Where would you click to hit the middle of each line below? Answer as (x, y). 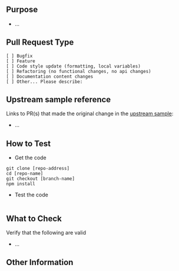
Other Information (40, 262)
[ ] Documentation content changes (50, 76)
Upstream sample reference (59, 100)
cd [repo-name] (25, 174)
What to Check (34, 218)
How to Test (29, 143)
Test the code (31, 195)
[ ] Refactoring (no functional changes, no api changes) (79, 71)
